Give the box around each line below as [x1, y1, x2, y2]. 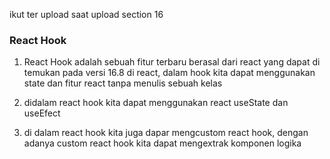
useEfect [23, 107, 61, 119]
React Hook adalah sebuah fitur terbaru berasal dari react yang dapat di [23, 56, 321, 68]
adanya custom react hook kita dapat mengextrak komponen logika [23, 137, 302, 149]
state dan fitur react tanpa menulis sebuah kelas [23, 77, 223, 89]
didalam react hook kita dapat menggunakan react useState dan [23, 97, 289, 109]
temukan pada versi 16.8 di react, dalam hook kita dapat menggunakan [23, 67, 316, 79]
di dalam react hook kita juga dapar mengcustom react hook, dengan [23, 127, 309, 139]
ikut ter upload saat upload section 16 [9, 9, 164, 20]
